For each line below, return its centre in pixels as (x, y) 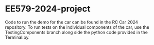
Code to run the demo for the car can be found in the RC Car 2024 (72, 22)
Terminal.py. (17, 37)
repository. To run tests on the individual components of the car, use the (77, 27)
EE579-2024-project (48, 9)
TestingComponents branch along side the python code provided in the (77, 32)
